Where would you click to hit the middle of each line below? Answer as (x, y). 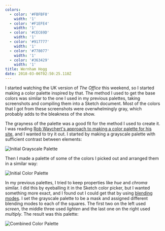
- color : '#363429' (30, 60)
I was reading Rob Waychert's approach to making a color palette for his (78, 129)
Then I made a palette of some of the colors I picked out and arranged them (82, 158)
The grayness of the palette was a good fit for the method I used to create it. (83, 123)
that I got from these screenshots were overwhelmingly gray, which (73, 108)
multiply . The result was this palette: (42, 214)
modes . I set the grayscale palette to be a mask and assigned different (77, 198)
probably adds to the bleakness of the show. (50, 114)
